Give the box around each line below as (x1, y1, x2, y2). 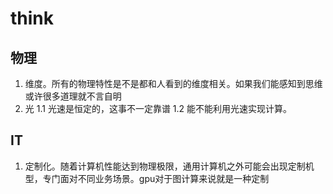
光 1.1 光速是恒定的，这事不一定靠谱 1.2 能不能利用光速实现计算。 (24, 103, 293, 114)
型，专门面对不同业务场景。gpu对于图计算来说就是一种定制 (24, 172, 270, 184)
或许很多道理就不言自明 (24, 90, 122, 102)
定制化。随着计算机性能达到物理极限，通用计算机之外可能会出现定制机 (24, 160, 315, 172)
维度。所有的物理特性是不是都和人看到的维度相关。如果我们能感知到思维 (24, 78, 323, 89)
